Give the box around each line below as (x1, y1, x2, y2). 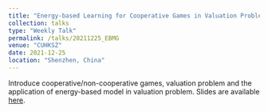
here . (8, 95, 26, 105)
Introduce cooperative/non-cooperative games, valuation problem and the (8, 78, 253, 88)
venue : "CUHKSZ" (8, 42, 62, 50)
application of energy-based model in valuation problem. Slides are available (8, 86, 260, 96)
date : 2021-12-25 (8, 49, 66, 57)
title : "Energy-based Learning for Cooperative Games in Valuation (8, 11, 238, 20)
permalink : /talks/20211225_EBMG (8, 34, 120, 42)
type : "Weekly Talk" (8, 26, 77, 34)
